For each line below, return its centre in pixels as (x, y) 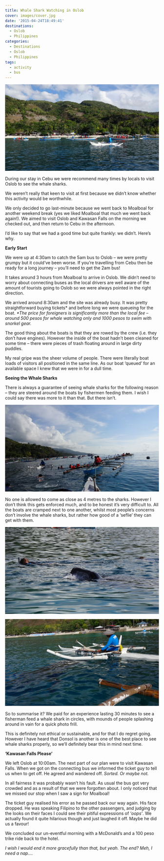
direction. (15, 293)
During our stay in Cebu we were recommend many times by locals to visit (80, 179)
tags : (10, 62)
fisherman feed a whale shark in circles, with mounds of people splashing (79, 719)
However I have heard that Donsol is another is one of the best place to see (81, 739)
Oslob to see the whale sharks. (36, 184)
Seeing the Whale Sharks (31, 378)
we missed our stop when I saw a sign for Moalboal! (57, 794)
